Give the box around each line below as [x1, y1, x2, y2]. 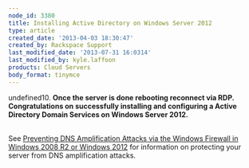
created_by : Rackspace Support [8, 41, 113, 49]
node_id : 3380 [8, 11, 56, 20]
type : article [8, 26, 56, 34]
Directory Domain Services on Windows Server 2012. [8, 109, 189, 119]
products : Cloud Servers [8, 64, 91, 72]
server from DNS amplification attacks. [8, 150, 136, 160]
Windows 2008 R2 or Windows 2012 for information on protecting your [8, 142, 242, 151]
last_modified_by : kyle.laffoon [8, 57, 116, 64]
